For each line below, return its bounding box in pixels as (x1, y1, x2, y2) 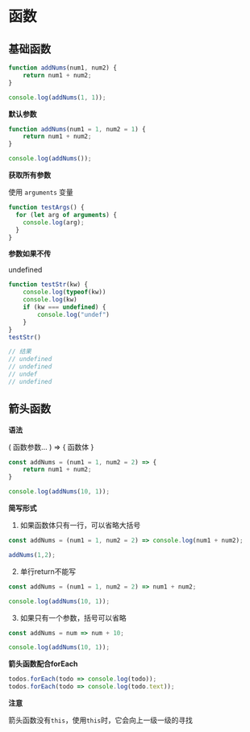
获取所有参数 (8, 170, 51, 180)
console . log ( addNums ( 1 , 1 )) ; (8, 94, 106, 102)
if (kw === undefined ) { (23, 303, 106, 311)
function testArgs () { (8, 203, 85, 211)
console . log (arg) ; (23, 218, 85, 227)
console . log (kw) (23, 296, 78, 304)
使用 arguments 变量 (8, 187, 74, 197)
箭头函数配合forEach (8, 659, 78, 669)
